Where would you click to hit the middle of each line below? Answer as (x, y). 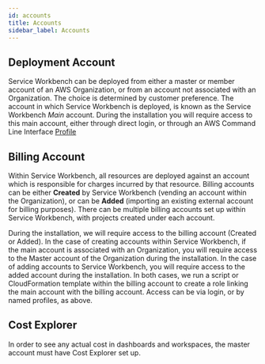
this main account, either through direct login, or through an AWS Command (132, 123)
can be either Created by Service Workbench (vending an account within (127, 192)
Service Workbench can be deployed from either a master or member (121, 82)
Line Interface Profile (42, 132)
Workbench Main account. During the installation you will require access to (131, 115)
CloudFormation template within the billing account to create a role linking (129, 283)
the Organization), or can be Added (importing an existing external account (131, 201)
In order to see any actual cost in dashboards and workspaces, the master (129, 344)
